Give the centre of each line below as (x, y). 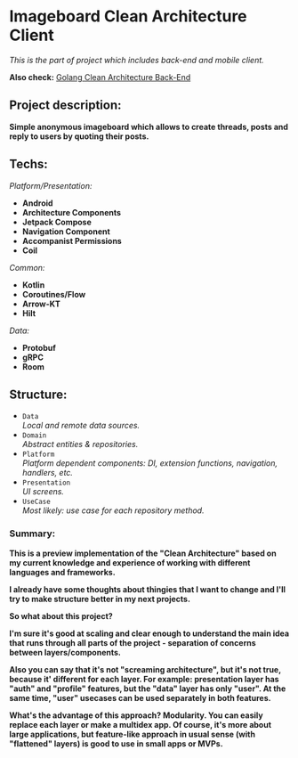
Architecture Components (72, 212)
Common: (27, 267)
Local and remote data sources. (81, 426)
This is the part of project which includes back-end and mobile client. (137, 60)
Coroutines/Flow (54, 294)
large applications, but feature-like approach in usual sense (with (133, 734)
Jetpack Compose (56, 222)
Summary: (32, 534)
